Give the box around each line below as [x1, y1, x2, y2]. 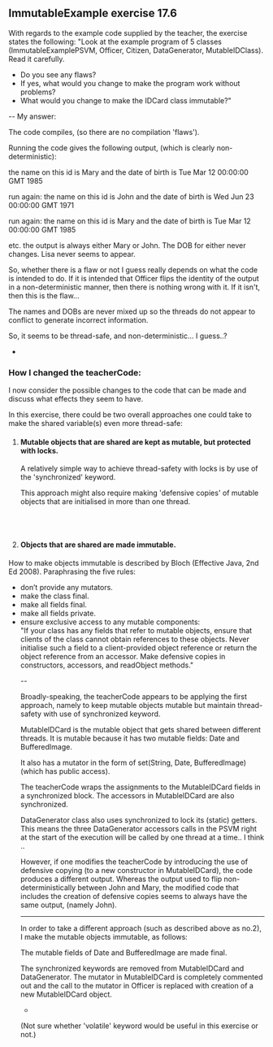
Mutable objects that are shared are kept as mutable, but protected [19, 437, 251, 446]
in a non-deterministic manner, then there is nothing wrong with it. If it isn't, [8, 282, 261, 292]
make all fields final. [19, 599, 88, 609]
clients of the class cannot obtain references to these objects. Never [19, 634, 249, 644]
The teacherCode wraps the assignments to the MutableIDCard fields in [19, 782, 262, 792]
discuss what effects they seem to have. [8, 394, 144, 404]
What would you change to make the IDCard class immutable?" [19, 95, 232, 105]
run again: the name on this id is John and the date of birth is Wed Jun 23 [8, 191, 254, 202]
